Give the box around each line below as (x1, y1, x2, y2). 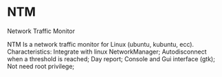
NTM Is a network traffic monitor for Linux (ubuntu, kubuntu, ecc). (7, 40, 195, 48)
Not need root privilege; (7, 62, 75, 70)
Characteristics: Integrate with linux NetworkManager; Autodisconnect (7, 47, 207, 56)
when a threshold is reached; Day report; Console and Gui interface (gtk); (7, 54, 215, 63)
